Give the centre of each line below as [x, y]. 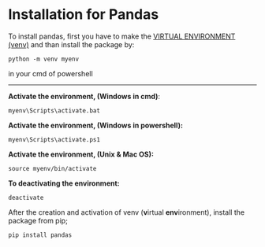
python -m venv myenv [44, 59]
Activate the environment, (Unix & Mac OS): [81, 154]
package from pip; [38, 220]
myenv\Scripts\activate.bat [54, 111]
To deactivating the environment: [64, 183]
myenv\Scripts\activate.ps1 [54, 139]
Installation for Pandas [84, 15]
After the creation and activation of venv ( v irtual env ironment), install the [127, 212]
